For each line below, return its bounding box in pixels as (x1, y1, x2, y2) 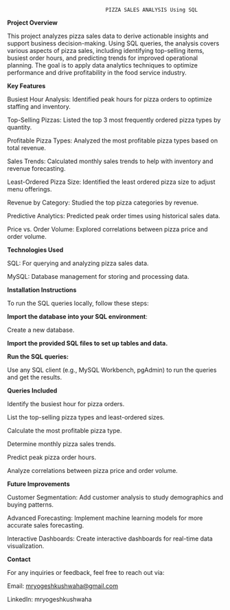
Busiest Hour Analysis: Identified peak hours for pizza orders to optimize (7, 95, 213, 103)
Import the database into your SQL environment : (7, 313, 148, 320)
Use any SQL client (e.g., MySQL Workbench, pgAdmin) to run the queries (7, 366, 217, 374)
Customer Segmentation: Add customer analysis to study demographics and (7, 493, 224, 501)
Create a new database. (7, 326, 75, 334)
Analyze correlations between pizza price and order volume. (7, 467, 179, 474)
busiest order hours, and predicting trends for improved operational (7, 54, 198, 62)
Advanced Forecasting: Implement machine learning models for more (7, 514, 203, 522)
